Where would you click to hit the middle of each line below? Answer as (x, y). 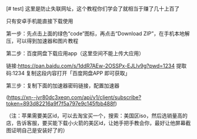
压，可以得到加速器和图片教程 (42, 41)
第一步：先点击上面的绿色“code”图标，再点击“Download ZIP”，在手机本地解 (98, 33)
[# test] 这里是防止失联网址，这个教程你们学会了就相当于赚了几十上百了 (93, 9)
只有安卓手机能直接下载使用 (40, 21)
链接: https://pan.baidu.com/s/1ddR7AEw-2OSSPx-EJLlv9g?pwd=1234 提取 (96, 66)
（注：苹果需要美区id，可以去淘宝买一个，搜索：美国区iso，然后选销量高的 (97, 116)
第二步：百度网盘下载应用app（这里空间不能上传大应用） (75, 53)
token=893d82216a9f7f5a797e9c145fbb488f (61, 104)
